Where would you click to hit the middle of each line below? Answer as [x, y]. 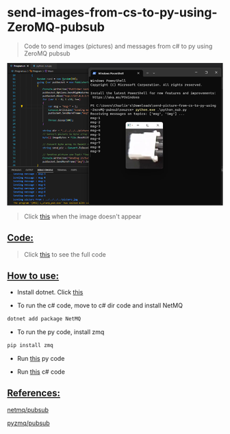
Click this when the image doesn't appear [82, 216]
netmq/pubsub [28, 409]
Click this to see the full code [65, 254]
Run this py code [41, 359]
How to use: [33, 276]
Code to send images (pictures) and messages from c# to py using [118, 46]
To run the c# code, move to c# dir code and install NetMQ [100, 305]
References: [34, 393]
